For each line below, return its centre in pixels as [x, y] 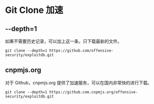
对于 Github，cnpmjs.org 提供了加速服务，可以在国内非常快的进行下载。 [78, 83]
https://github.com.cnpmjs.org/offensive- [94, 92]
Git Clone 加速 [34, 10]
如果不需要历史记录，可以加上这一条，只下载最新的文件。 [63, 41]
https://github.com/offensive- [81, 51]
